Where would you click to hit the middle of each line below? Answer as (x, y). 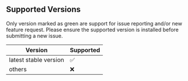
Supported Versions (43, 10)
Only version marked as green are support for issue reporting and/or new (94, 23)
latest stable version (36, 60)
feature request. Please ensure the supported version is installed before (93, 30)
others (18, 69)
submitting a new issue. (34, 36)
